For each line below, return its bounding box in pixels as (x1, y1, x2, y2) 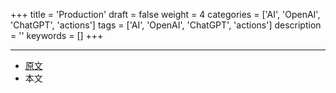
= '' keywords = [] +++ (10, 30, 104, 41)
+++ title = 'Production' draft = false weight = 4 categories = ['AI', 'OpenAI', (10, 9, 321, 20)
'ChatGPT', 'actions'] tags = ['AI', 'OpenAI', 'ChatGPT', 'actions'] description (10, 19, 322, 31)
